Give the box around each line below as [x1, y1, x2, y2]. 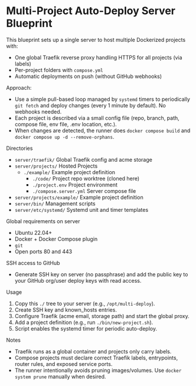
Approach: [6, 84, 32, 91]
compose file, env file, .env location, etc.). [14, 120, 117, 127]
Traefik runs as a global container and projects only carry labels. [14, 348, 172, 355]
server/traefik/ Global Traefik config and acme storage [14, 156, 152, 163]
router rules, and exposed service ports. [14, 360, 113, 367]
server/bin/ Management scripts [14, 199, 96, 207]
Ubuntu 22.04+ [14, 229, 53, 236]
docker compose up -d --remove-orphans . [14, 133, 115, 140]
